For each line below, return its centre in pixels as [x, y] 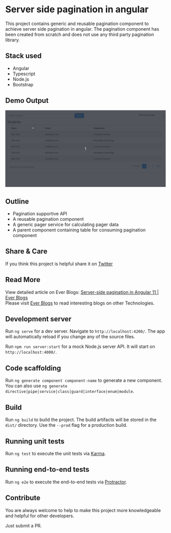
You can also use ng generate [36, 386]
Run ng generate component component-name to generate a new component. [84, 380]
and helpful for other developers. [40, 516]
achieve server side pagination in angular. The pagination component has [82, 29]
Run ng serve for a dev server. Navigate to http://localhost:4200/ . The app [85, 331]
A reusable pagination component [48, 219]
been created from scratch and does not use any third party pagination [80, 34]
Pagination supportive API [40, 214]
